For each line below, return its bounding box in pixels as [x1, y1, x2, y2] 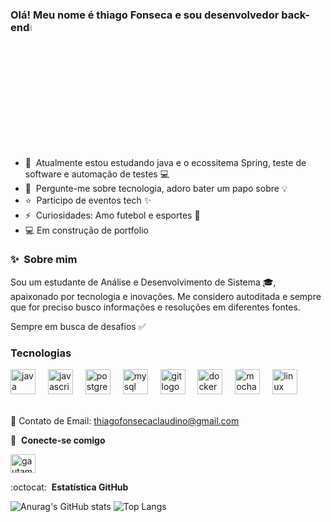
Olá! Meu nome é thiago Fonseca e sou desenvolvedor [10, 8, 280, 22]
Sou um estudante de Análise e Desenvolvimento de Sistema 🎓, [10, 276, 277, 288]
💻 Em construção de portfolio [24, 224, 149, 236]
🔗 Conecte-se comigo [10, 434, 106, 447]
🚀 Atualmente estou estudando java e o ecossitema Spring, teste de [24, 156, 307, 168]
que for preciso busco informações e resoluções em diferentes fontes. [10, 301, 301, 313]
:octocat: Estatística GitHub [10, 481, 129, 493]
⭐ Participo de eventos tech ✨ [24, 194, 152, 206]
